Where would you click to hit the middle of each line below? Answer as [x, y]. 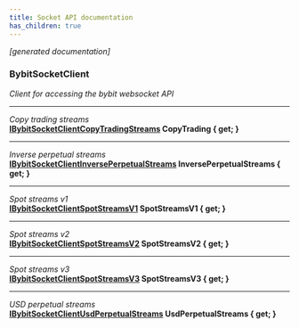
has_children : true [45, 26]
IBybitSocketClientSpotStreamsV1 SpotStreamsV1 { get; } [118, 208]
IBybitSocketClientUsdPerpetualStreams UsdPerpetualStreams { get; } [143, 314]
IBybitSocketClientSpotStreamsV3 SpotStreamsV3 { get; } [119, 278]
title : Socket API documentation [71, 17]
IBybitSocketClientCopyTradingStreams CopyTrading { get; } [124, 128]
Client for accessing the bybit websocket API [92, 94]
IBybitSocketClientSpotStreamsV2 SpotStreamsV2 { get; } [119, 243]
